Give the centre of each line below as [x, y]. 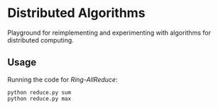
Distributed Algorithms [76, 13]
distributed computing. [41, 40]
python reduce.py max [39, 98]
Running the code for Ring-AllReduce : [62, 79]
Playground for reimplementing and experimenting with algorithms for [109, 33]
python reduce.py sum [39, 92]
